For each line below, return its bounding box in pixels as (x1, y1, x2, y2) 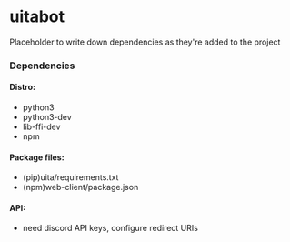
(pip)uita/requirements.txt (22, 172, 119, 183)
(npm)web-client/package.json (22, 182, 139, 193)
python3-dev (22, 112, 73, 123)
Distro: (9, 82, 36, 93)
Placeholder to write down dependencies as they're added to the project (9, 36, 281, 47)
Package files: (9, 152, 65, 163)
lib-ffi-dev (22, 121, 61, 133)
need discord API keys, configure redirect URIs (22, 223, 198, 234)
